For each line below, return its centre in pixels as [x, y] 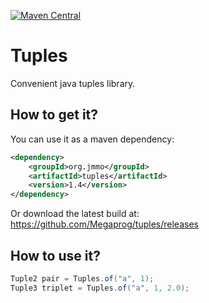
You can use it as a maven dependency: [92, 139]
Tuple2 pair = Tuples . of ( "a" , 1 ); [82, 278]
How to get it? [54, 115]
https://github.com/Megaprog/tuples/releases [104, 224]
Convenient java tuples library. [73, 83]
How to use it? [55, 255]
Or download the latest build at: [75, 214]
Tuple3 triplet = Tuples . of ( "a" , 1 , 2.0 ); [100, 288]
